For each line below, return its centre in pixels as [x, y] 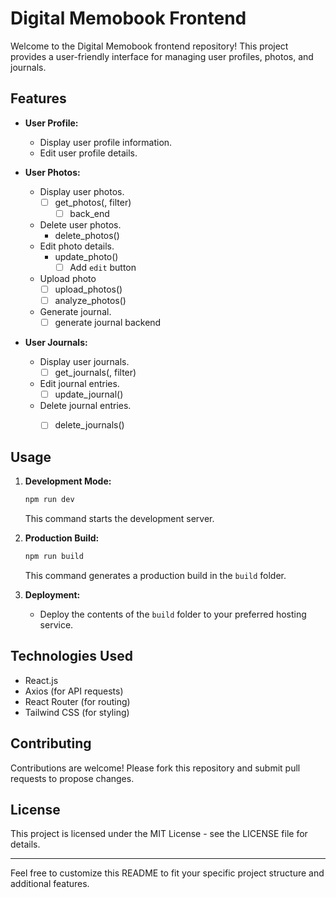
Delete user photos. [80, 224]
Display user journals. [84, 362]
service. [56, 624]
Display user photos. [82, 191]
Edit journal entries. [79, 384]
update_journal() [89, 394]
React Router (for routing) [77, 701]
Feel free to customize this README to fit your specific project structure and [167, 873]
